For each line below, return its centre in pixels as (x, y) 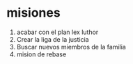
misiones (33, 13)
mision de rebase (41, 54)
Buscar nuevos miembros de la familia (71, 47)
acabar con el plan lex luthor (57, 32)
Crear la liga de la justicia (53, 39)
